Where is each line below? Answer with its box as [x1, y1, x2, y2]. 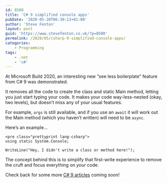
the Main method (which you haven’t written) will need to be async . [5, 115, 145, 121]
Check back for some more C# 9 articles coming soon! [5, 172, 120, 178]
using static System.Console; [5, 139, 70, 144]
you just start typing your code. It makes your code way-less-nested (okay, [5, 94, 162, 100]
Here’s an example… [5, 125, 48, 131]
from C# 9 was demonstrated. [5, 79, 69, 85]
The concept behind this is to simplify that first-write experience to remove [5, 157, 162, 163]
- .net [14, 54, 28, 60]
